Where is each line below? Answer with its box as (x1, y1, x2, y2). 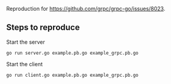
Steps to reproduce (6, 22, 80, 32)
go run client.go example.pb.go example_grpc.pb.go (6, 72, 138, 78)
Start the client (6, 60, 43, 68)
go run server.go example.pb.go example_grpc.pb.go (6, 50, 138, 56)
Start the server (6, 38, 45, 46)
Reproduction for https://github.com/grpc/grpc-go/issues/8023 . (6, 5, 166, 12)
